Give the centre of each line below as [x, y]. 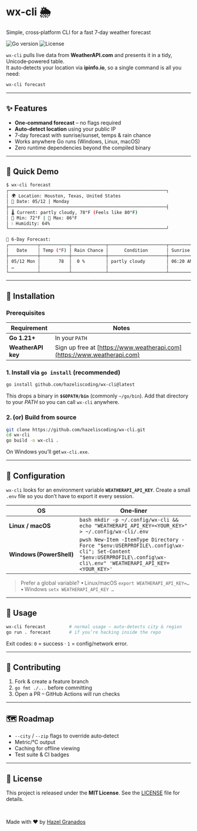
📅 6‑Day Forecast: [28, 239]
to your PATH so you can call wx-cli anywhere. [63, 402]
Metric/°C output [35, 742]
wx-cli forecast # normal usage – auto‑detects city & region [94, 627]
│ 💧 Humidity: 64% [28, 223]
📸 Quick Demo [33, 172]
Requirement [29, 328]
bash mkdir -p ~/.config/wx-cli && [129, 520]
